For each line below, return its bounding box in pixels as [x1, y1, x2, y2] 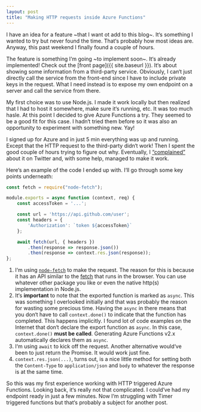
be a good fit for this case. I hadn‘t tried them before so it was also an [6, 117, 178, 125]
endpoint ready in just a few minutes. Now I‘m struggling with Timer [6, 393, 173, 400]
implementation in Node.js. [14, 286, 81, 293]
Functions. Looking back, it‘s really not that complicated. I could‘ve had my [6, 386, 190, 393]
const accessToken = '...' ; [17, 201, 87, 207]
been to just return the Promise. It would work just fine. [14, 349, 151, 356]
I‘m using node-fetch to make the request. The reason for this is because [14, 266, 194, 274]
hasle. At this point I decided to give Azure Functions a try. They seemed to [6, 111, 191, 119]
